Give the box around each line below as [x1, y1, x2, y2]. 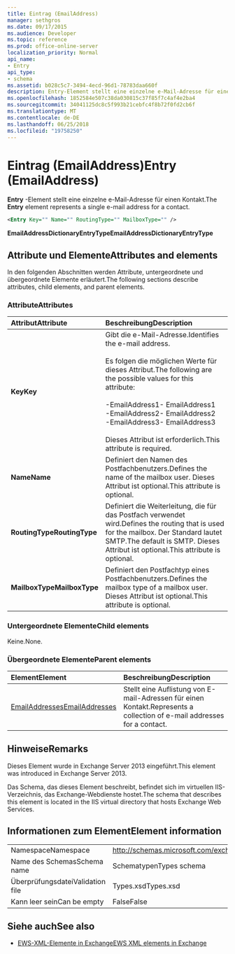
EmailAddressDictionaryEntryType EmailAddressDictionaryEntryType [7, 229, 213, 238]
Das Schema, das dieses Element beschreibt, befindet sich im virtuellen [7, 783, 214, 791]
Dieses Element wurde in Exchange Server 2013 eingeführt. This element [7, 762, 215, 770]
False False [112, 897, 148, 906]
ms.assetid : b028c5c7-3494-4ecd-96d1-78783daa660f [7, 82, 158, 89]
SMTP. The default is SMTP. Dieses [105, 536, 220, 546]
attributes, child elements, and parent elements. [7, 283, 145, 291]
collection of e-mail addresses [123, 711, 225, 720]
